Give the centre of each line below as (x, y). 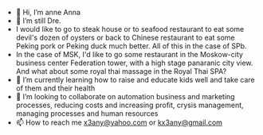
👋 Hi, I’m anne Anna (48, 12)
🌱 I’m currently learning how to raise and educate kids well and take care (135, 80)
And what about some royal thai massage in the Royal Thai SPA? (121, 71)
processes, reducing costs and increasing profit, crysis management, (130, 105)
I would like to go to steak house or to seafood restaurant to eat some (130, 29)
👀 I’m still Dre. (38, 21)
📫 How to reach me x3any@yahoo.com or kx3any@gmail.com (119, 122)
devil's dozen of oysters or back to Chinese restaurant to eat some (125, 37)
